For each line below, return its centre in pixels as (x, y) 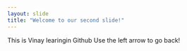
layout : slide (28, 14)
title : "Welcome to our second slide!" (66, 20)
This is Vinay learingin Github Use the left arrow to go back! (94, 40)
